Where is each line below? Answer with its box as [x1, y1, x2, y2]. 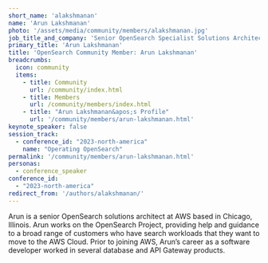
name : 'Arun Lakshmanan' [8, 19, 91, 27]
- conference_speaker [15, 167, 88, 175]
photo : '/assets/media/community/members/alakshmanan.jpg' [8, 26, 209, 34]
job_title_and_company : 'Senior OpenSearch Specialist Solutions [8, 33, 230, 42]
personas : [8, 160, 41, 168]
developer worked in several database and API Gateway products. [8, 245, 226, 255]
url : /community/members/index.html [29, 100, 152, 108]
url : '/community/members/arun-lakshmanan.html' [29, 116, 195, 124]
